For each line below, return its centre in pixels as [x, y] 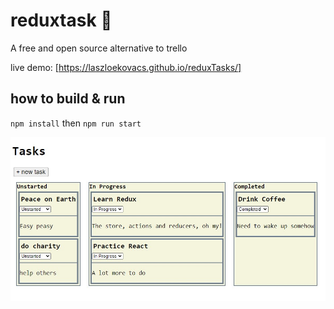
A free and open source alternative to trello [99, 48]
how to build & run [68, 99]
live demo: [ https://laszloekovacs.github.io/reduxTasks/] [126, 67]
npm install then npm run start [76, 123]
